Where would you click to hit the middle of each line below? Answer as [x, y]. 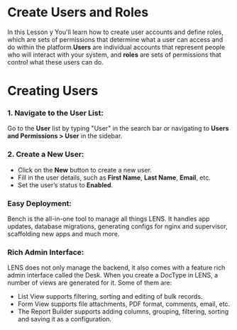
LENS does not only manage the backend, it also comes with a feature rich [116, 268]
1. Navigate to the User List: [56, 113]
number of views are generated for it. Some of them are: [90, 283]
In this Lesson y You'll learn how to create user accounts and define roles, [115, 32]
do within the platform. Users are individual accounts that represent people [116, 47]
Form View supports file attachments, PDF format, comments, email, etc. [124, 304]
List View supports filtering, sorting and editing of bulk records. [110, 297]
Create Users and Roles [78, 12]
